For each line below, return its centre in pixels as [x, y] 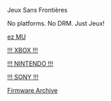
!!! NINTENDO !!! [30, 64]
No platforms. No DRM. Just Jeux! [56, 23]
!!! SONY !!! [23, 77]
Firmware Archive [32, 90]
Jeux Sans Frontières [37, 10]
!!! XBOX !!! [23, 50]
